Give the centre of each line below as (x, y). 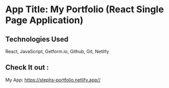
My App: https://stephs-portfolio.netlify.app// (53, 80)
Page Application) (44, 20)
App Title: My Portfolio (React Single (85, 9)
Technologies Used (37, 39)
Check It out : (27, 68)
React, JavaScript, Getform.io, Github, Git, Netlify (57, 51)
